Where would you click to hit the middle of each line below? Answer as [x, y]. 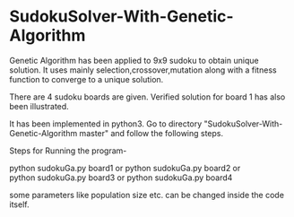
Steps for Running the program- [68, 151]
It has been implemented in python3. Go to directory [106, 124]
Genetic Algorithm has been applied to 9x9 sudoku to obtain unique [134, 60]
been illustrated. [39, 106]
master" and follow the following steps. [151, 133]
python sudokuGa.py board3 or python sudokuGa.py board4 [121, 178]
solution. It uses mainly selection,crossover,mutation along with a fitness [143, 70]
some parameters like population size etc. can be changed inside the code [147, 195]
